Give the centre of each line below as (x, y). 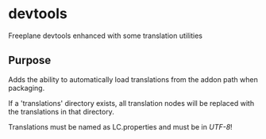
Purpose (30, 60)
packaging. (27, 88)
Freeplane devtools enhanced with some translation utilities (105, 36)
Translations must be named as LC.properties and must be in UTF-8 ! (120, 126)
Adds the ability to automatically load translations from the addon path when (133, 79)
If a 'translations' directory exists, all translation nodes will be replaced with (131, 103)
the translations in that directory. (62, 111)
